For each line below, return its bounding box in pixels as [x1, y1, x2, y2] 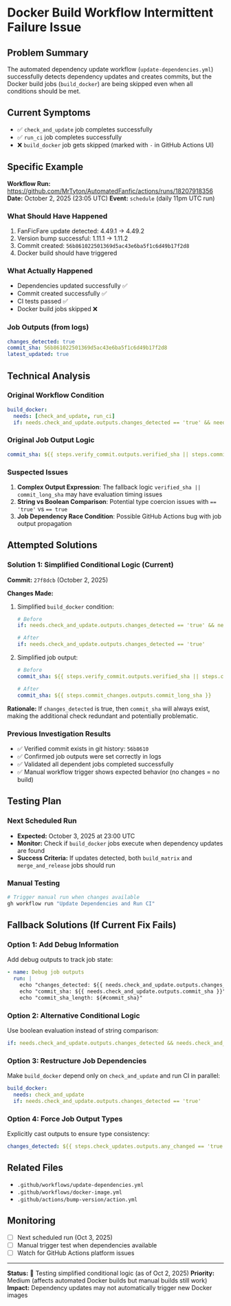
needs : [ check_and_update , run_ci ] [13, 412, 115, 419]
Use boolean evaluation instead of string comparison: [7, 1026, 159, 1034]
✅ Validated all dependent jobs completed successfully [16, 759, 174, 768]
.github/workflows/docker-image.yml [16, 1189, 122, 1196]
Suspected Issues [7, 467, 69, 476]
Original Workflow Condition [7, 390, 104, 400]
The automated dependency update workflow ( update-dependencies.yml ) [7, 65, 214, 73]
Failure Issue [7, 19, 82, 35]
